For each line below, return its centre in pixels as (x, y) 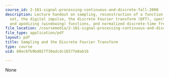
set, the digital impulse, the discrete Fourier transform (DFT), (81, 19)
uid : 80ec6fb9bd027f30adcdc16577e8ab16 (47, 51)
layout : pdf (18, 38)
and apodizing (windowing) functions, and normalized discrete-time (83, 24)
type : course (19, 47)
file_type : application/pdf (35, 33)
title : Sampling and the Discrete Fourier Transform (62, 42)
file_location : (21, 28)
